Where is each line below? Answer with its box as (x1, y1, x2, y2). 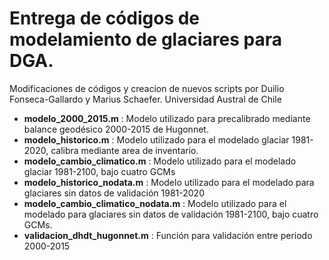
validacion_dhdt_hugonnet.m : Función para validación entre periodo (23, 229, 313, 241)
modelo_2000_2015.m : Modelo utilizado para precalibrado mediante (23, 112, 311, 124)
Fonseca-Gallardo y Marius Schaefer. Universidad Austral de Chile (9, 93, 282, 105)
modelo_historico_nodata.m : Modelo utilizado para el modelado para (23, 176, 315, 188)
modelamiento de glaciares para (9, 28, 282, 51)
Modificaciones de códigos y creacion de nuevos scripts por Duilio (9, 82, 285, 94)
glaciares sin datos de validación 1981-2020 (23, 187, 205, 199)
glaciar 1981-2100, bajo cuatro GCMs (23, 165, 176, 177)
